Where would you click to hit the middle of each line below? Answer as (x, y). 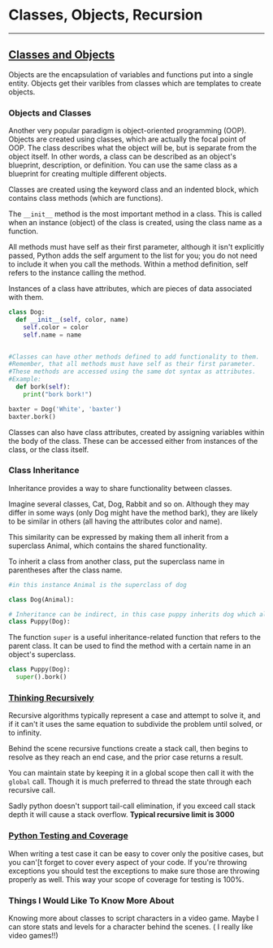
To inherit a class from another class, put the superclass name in (117, 561)
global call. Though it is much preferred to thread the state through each (130, 781)
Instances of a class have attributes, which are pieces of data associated (130, 289)
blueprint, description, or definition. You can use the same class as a (123, 165)
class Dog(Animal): (41, 599)
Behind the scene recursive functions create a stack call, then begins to (128, 749)
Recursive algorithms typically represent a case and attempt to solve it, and (134, 715)
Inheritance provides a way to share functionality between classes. (120, 488)
